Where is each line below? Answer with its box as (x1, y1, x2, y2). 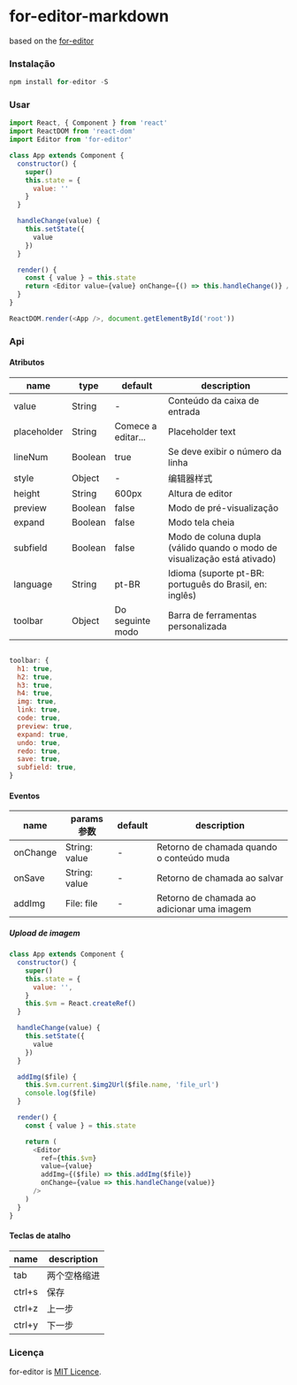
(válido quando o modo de (167, 542, 278, 554)
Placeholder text (167, 425, 236, 437)
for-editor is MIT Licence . (9, 1366, 102, 1377)
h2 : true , (17, 673, 53, 681)
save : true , (17, 755, 62, 764)
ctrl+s (13, 1285, 38, 1297)
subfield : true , (17, 763, 77, 772)
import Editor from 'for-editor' (9, 135, 133, 144)
